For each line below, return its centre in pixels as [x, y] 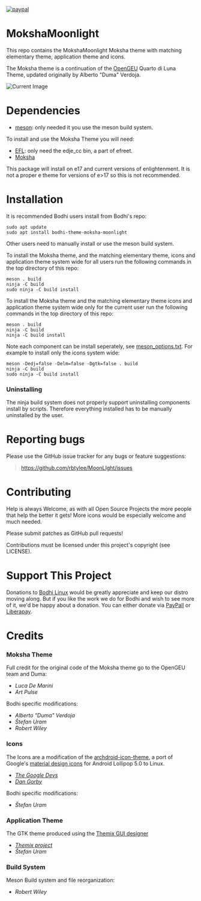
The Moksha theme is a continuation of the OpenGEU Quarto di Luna [91, 68]
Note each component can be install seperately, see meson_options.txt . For [100, 346]
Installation [35, 200]
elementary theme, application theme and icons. [66, 57]
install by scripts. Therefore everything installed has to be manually [89, 409]
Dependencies [43, 111]
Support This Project [59, 576]
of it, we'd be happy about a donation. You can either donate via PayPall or [98, 605]
